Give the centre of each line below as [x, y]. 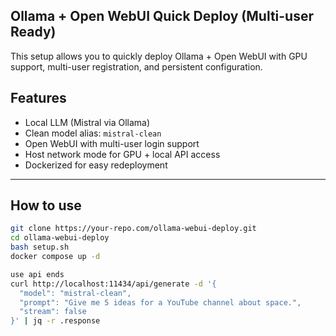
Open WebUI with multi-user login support [112, 143]
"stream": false [53, 312]
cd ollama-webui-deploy [60, 238]
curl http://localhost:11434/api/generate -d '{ [113, 284]
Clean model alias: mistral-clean [93, 133]
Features [38, 98]
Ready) [33, 32]
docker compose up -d [55, 257]
